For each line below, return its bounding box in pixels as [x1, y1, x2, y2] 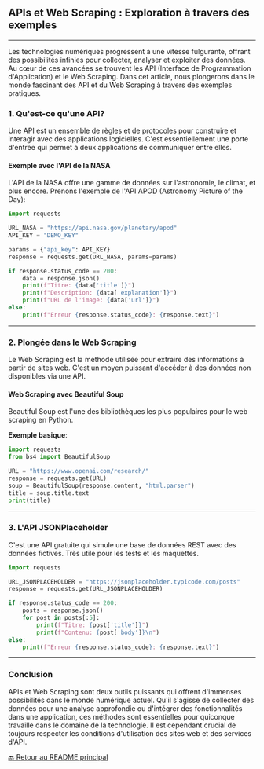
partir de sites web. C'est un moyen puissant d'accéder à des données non [8, 363, 251, 372]
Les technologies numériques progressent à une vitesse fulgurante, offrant [8, 46, 251, 56]
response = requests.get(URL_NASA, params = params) [8, 253, 178, 261]
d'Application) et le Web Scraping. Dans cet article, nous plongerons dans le [8, 71, 255, 81]
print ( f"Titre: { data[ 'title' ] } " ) [22, 282, 135, 290]
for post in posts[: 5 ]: [22, 614, 101, 622]
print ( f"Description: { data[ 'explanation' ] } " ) [22, 289, 178, 297]
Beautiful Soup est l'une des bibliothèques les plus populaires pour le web [8, 407, 248, 416]
